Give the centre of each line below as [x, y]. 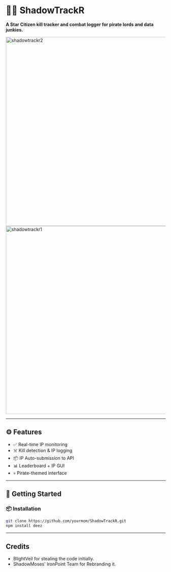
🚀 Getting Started [34, 494]
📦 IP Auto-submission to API [43, 458]
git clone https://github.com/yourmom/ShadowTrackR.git [66, 521]
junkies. [14, 29]
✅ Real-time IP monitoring [40, 444]
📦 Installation [23, 509]
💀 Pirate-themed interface [40, 473]
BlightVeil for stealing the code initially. [54, 559]
